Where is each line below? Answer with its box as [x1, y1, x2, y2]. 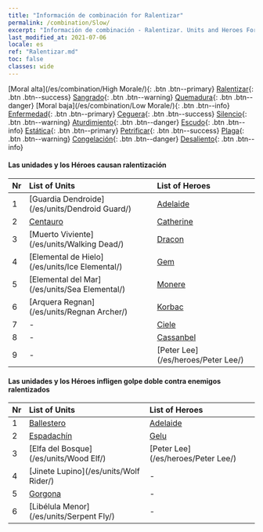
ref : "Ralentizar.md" [8, 48, 79, 56]
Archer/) [96, 306, 128, 317]
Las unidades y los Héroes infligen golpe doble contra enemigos [8, 376, 222, 385]
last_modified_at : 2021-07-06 [8, 33, 107, 42]
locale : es [8, 41, 44, 49]
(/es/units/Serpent [28, 511, 97, 522]
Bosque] [61, 443, 93, 454]
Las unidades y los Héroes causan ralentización [8, 160, 167, 169]
